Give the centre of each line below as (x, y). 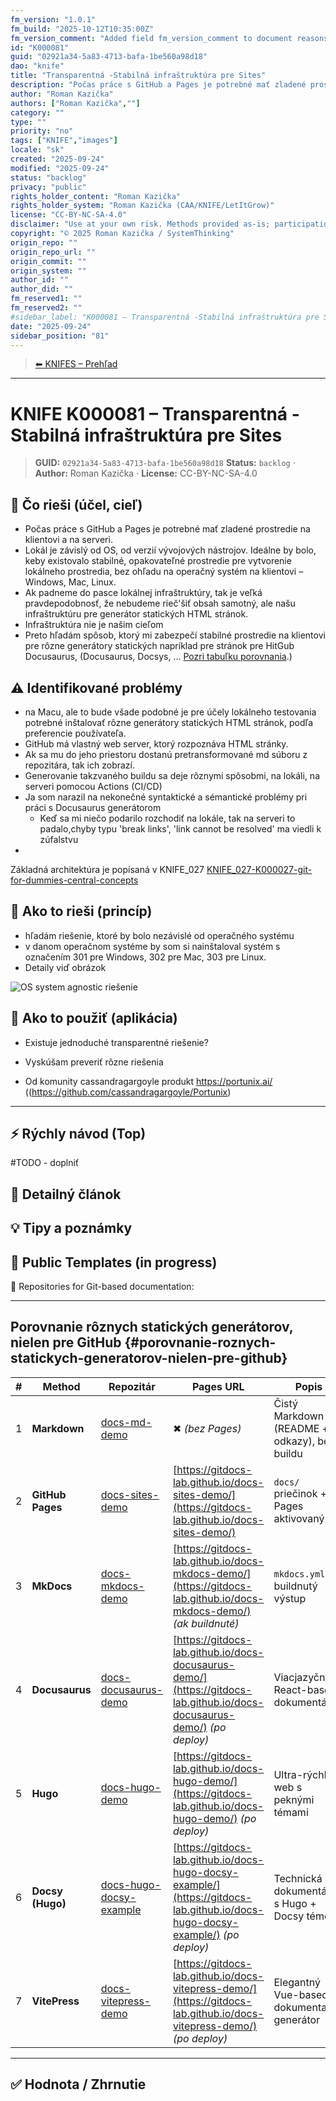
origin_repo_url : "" (53, 252)
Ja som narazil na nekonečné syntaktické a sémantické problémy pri (166, 797)
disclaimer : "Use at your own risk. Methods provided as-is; (140, 224)
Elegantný (297, 1982)
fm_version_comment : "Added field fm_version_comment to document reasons (169, 38)
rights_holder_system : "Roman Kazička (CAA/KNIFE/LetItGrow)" (142, 206)
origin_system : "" (48, 271)
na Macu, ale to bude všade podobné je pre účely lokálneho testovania (170, 712)
